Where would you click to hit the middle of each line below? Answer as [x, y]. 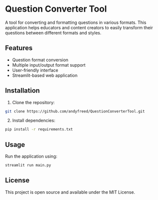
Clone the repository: [33, 102]
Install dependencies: [34, 121]
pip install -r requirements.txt [39, 129]
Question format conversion [40, 60]
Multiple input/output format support [49, 65]
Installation [22, 91]
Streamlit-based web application [45, 75]
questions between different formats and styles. [53, 33]
